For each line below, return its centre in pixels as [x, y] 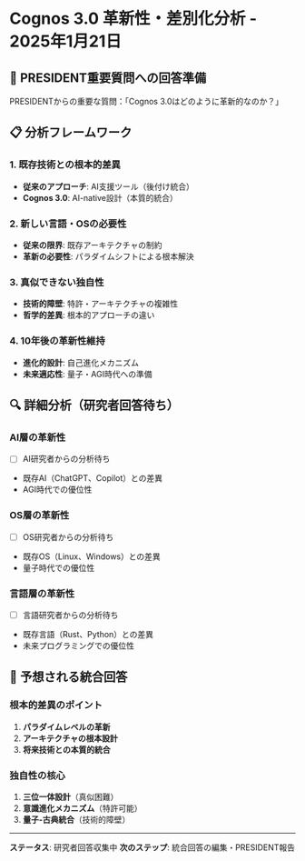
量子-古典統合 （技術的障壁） [76, 820]
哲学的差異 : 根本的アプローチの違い [89, 315]
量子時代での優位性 [59, 567]
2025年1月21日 [66, 41]
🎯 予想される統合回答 [69, 677]
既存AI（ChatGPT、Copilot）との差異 [93, 478]
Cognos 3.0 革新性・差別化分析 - [133, 19]
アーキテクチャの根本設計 [70, 738]
